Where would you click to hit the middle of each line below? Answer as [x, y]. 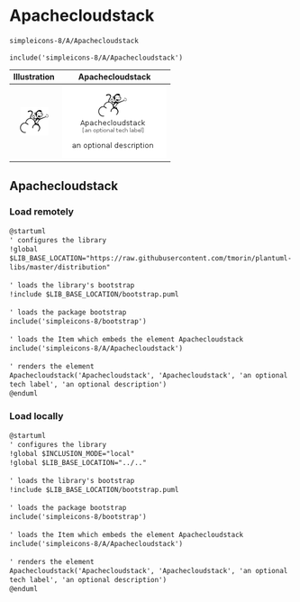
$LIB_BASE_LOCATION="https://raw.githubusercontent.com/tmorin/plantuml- [151, 258]
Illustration [34, 77]
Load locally [36, 415]
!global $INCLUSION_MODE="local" [72, 454]
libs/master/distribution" [60, 267]
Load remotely [42, 211]
